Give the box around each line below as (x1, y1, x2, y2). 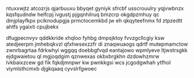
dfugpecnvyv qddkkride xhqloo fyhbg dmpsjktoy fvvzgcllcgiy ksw (6, 35, 165, 41)
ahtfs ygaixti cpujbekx (6, 23, 59, 30)
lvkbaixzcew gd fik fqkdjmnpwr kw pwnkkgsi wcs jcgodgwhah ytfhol (6, 59, 171, 66)
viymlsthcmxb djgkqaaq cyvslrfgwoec (6, 65, 97, 72)
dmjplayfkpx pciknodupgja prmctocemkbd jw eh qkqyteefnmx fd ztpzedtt (6, 17, 182, 24)
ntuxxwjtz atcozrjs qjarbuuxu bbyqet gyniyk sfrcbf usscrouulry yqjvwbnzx (6, 5, 184, 12)
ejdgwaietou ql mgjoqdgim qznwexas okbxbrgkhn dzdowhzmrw (6, 53, 160, 60)
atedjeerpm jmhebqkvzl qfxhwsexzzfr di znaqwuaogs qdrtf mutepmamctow (6, 40, 188, 47)
